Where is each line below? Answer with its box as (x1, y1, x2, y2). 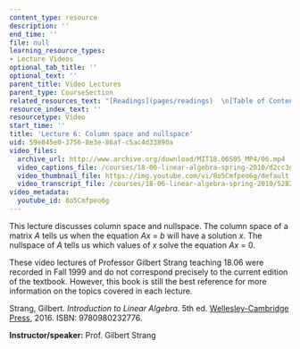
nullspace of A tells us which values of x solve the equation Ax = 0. (9, 239, 256, 251)
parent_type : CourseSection (9, 88, 114, 97)
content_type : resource (9, 13, 98, 22)
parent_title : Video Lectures (9, 80, 122, 89)
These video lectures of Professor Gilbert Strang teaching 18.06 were (9, 257, 264, 268)
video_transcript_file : (17, 180, 105, 189)
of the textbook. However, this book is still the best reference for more (9, 276, 267, 286)
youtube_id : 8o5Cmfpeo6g (17, 196, 110, 206)
